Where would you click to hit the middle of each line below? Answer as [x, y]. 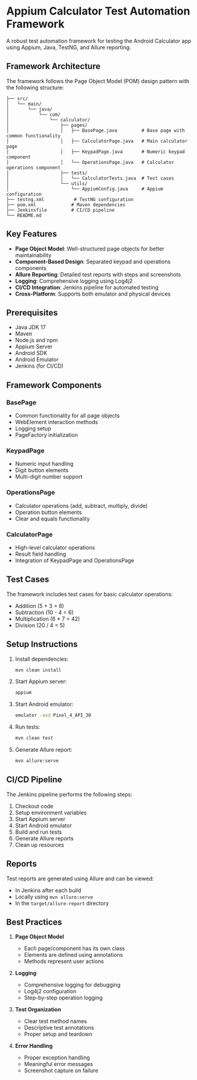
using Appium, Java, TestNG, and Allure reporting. [69, 47]
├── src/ [17, 98]
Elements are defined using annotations [73, 955]
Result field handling [40, 554]
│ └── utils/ [47, 183]
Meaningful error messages [59, 1064]
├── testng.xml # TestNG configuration [70, 199]
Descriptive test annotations [59, 1028]
